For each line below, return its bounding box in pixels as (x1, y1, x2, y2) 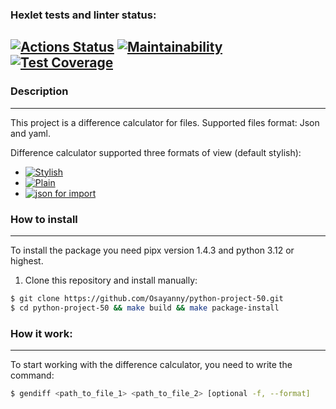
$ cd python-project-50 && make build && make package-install (10, 303, 280, 313)
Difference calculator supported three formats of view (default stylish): (10, 146, 302, 158)
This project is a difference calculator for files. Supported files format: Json (10, 116, 320, 128)
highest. (10, 254, 44, 267)
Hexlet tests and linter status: (10, 8, 157, 22)
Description (10, 84, 69, 98)
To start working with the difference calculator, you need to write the (10, 358, 293, 370)
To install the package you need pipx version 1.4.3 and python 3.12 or (10, 244, 295, 256)
